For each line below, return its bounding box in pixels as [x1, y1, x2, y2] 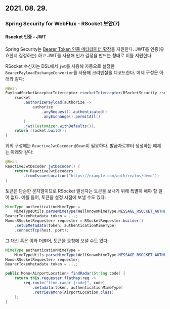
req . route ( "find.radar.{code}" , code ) [23, 281, 105, 286]
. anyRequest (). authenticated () [41, 109, 108, 114]
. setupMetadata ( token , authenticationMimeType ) [14, 223, 116, 228]
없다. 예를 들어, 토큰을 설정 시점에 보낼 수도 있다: [10, 194, 106, 200]
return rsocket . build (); [14, 128, 67, 133]
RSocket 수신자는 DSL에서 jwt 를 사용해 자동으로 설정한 [5, 63, 115, 69]
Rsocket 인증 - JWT [5, 33, 47, 40]
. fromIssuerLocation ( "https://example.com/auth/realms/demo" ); [23, 173, 159, 178]
